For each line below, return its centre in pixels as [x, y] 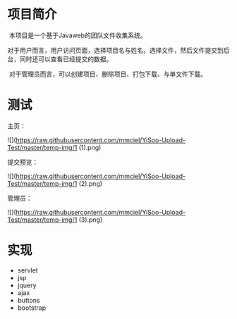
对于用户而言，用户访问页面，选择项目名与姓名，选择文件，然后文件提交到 [115, 50]
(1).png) [90, 147]
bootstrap [32, 308]
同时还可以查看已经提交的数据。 [66, 59]
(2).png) [91, 183]
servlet [28, 270]
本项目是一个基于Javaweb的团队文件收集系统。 [78, 35]
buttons [29, 300]
